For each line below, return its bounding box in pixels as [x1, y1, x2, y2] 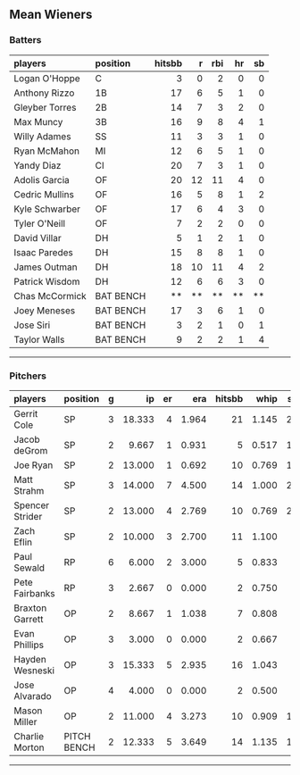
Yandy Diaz [13, 159, 62, 171]
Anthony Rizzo [13, 87, 75, 99]
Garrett [13, 612, 44, 625]
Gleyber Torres [13, 101, 77, 113]
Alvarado [13, 689, 52, 702]
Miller [13, 715, 37, 728]
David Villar [13, 231, 62, 244]
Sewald [13, 562, 46, 574]
